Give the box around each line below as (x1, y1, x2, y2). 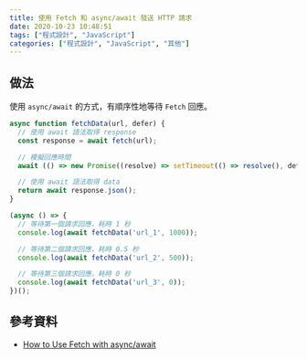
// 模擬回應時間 (17, 153, 71, 162)
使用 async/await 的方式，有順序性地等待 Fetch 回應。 (9, 101, 213, 112)
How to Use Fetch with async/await (22, 339, 157, 350)
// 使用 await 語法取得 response (17, 127, 137, 137)
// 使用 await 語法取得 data (17, 177, 121, 187)
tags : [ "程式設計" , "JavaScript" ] (9, 30, 135, 39)
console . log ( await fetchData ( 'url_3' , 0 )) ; (17, 278, 185, 288)
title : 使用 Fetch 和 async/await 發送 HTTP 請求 (9, 13, 193, 23)
